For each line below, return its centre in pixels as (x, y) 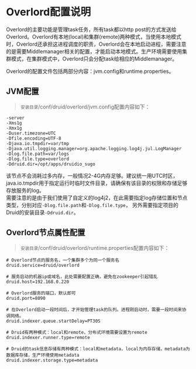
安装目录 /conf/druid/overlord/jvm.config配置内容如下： (85, 107)
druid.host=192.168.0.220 (37, 282)
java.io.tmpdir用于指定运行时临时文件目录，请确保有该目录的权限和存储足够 (97, 183)
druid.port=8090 (26, 298)
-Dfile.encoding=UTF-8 (34, 138)
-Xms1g (14, 123)
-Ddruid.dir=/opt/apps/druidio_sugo (51, 164)
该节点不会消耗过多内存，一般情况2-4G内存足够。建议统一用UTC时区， (92, 175)
